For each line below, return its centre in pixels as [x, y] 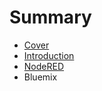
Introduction [49, 55]
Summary [50, 17]
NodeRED [44, 66]
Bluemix [40, 77]
